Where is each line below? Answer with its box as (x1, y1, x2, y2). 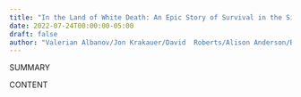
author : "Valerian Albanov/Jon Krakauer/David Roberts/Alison (9, 37, 251, 47)
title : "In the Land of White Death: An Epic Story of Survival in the (9, 12, 282, 22)
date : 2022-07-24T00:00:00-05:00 (9, 21, 134, 30)
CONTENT (9, 79, 48, 90)
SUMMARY (9, 62, 51, 73)
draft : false (9, 29, 58, 38)
